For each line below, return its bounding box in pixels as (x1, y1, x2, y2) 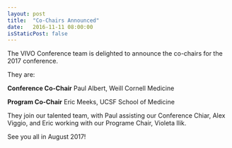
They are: (7, 70, 35, 79)
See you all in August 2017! (7, 132, 86, 141)
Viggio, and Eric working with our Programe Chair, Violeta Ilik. (7, 119, 187, 128)
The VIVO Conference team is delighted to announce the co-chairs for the (7, 49, 223, 58)
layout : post (7, 10, 46, 18)
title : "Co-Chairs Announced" (7, 17, 100, 24)
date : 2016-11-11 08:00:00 (7, 23, 93, 30)
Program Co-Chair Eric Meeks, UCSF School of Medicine (7, 98, 175, 106)
